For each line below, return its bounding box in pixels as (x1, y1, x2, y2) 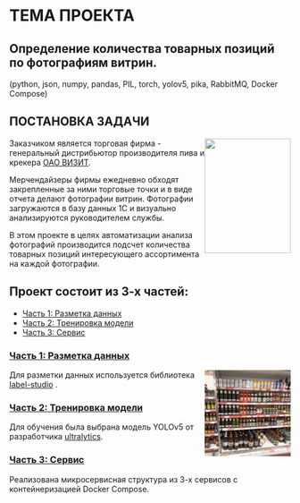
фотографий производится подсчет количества (9, 239, 190, 250)
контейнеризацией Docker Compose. (9, 483, 150, 494)
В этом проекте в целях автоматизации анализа (9, 229, 194, 240)
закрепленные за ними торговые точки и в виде (9, 183, 193, 194)
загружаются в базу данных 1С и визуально (9, 202, 177, 213)
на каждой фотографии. (9, 258, 100, 269)
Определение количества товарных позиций (9, 41, 275, 56)
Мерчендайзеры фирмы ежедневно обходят (9, 174, 179, 184)
